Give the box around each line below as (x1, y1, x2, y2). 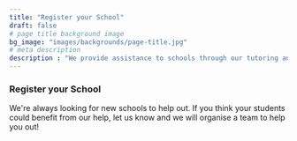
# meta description (9, 46, 81, 55)
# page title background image (9, 29, 125, 38)
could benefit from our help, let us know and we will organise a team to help (9, 112, 286, 123)
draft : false (9, 21, 57, 30)
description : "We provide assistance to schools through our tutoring (9, 54, 278, 63)
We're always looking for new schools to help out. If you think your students (9, 103, 286, 114)
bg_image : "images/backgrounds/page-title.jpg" (9, 37, 188, 47)
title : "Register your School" (9, 12, 125, 22)
